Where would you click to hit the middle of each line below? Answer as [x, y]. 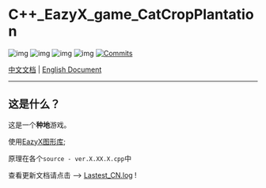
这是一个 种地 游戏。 [40, 125]
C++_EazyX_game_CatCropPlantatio [131, 15]
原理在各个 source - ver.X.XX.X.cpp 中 [70, 158]
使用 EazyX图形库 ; [37, 141]
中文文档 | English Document [55, 70]
